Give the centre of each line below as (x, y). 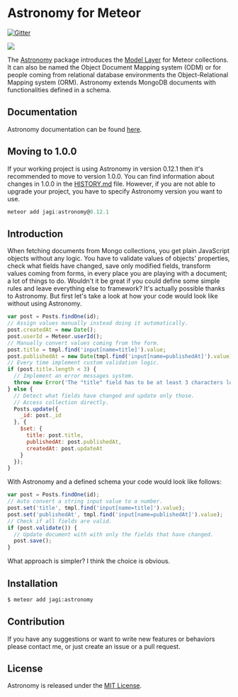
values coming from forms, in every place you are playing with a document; (118, 274)
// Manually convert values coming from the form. (84, 343)
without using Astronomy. (45, 303)
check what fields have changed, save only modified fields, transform (109, 266)
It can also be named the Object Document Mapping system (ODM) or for (114, 67)
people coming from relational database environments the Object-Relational (118, 74)
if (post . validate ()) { (42, 528)
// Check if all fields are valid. (60, 521)
